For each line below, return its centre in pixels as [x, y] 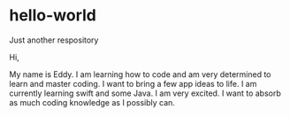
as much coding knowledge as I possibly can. [92, 102]
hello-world [53, 16]
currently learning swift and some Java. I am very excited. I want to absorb [145, 93]
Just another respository [54, 40]
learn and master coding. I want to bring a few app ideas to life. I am [133, 83]
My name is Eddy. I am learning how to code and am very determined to [140, 74]
